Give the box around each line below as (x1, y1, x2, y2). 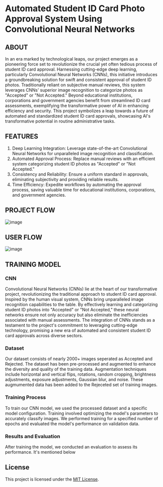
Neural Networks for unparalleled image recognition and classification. (12, 150, 154, 156)
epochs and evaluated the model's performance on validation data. (5, 421, 140, 426)
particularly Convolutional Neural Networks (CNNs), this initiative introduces (5, 72, 158, 77)
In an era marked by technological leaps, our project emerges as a (5, 56, 138, 61)
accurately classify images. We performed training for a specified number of (5, 415, 158, 421)
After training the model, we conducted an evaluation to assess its (5, 444, 138, 450)
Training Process (5, 394, 46, 401)
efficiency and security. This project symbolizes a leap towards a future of (5, 108, 154, 114)
